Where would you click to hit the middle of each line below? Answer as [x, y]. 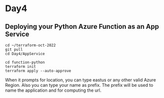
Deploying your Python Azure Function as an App [82, 27]
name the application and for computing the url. [53, 90]
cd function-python [25, 62]
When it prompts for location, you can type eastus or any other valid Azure [81, 80]
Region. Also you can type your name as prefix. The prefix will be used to [79, 85]
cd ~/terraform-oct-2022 [30, 45]
